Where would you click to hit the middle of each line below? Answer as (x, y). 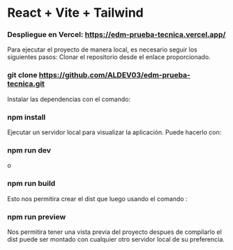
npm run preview (37, 217)
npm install (27, 117)
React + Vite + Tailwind (76, 13)
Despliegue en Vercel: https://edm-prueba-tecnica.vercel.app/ (116, 35)
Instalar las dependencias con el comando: (69, 99)
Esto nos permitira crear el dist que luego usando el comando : (97, 198)
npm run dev (29, 150)
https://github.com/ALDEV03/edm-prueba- (114, 75)
